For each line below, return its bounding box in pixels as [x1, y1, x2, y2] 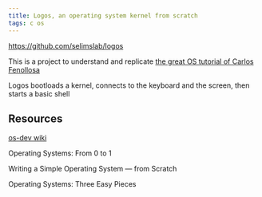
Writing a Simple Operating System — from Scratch [8, 164, 177, 174]
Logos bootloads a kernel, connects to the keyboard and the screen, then [8, 81, 250, 90]
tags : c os [8, 19, 45, 27]
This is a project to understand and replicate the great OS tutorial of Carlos [8, 57, 254, 66]
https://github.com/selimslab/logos [8, 41, 124, 50]
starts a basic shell [8, 89, 70, 98]
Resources [8, 112, 63, 125]
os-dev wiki [8, 133, 47, 143]
